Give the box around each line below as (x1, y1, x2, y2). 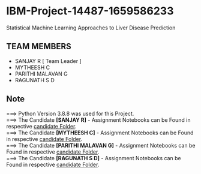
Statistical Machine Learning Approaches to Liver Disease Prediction (6, 24, 176, 31)
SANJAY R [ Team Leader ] (14, 57, 82, 64)
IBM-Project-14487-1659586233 (6, 4, 174, 18)
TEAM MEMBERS (6, 41, 72, 52)
